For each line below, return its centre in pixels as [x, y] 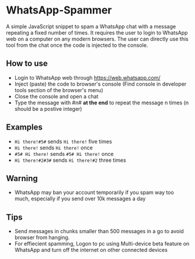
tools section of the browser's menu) [59, 90]
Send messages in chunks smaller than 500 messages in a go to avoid [99, 231]
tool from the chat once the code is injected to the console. [77, 45]
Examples [24, 127]
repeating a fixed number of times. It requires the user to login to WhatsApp [97, 32]
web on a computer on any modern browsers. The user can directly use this [97, 39]
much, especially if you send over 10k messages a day [80, 199]
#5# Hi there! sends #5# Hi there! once [64, 154]
